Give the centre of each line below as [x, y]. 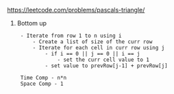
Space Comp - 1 [42, 84]
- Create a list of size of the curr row [92, 42]
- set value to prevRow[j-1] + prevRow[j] [106, 66]
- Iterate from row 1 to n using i [71, 36]
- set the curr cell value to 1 [103, 60]
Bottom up [32, 23]
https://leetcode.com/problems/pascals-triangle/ [76, 10]
